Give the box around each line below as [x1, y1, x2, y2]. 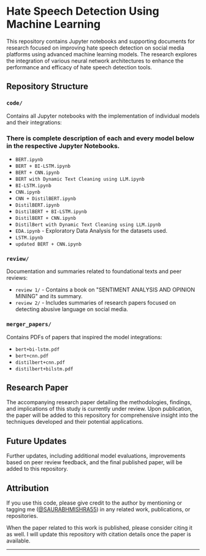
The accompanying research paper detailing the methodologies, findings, [6, 399, 192, 406]
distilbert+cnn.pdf [15, 359, 66, 366]
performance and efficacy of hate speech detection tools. [6, 63, 152, 71]
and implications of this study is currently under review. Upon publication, [6, 405, 193, 413]
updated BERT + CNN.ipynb [15, 241, 82, 247]
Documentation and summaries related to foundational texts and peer [6, 268, 182, 275]
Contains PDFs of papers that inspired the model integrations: [6, 333, 162, 340]
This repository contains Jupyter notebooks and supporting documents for [6, 37, 195, 45]
